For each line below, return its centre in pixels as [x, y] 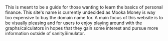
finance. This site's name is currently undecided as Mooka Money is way [80, 12]
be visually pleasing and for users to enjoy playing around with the [74, 23]
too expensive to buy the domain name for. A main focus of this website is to [84, 18]
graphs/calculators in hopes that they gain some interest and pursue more [82, 28]
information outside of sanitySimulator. [45, 33]
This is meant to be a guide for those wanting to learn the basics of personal [84, 7]
